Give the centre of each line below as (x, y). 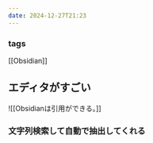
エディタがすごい (50, 88)
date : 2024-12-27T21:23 (48, 15)
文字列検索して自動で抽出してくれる (77, 130)
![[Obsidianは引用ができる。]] (55, 108)
